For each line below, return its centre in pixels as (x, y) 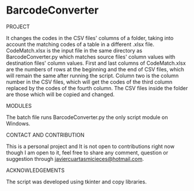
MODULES (19, 106)
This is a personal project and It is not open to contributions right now (90, 146)
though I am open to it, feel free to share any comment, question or (87, 152)
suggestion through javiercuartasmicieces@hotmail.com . (75, 159)
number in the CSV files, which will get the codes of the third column (89, 82)
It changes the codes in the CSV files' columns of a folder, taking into (90, 38)
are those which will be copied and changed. (60, 94)
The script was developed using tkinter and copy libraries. (76, 182)
